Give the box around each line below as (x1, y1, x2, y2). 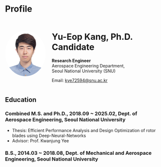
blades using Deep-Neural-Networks (12, 133, 86, 138)
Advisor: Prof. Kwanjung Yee (12, 137, 69, 144)
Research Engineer (51, 57, 91, 64)
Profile (5, 3, 32, 15)
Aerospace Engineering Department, (51, 63, 125, 68)
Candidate (51, 42, 95, 53)
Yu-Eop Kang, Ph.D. (51, 32, 133, 42)
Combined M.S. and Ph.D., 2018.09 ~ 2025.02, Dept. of (5, 110, 137, 117)
